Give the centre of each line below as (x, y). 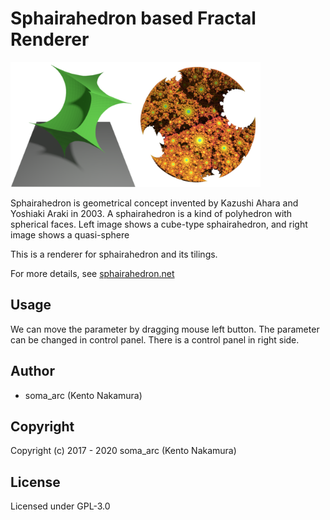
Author (32, 371)
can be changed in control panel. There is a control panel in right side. (155, 339)
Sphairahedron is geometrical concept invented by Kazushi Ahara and (154, 203)
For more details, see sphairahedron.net (92, 273)
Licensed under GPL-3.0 (60, 506)
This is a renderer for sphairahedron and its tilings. (114, 254)
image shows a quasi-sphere (70, 234)
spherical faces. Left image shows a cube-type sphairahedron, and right (159, 224)
